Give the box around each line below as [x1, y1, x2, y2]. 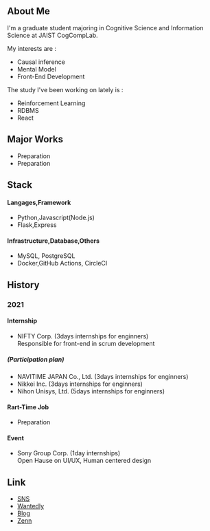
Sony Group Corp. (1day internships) [16, 449, 121, 457]
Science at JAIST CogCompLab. [7, 31, 98, 39]
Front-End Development [16, 72, 85, 80]
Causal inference [16, 58, 65, 66]
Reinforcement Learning [16, 99, 86, 107]
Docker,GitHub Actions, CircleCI [16, 259, 108, 268]
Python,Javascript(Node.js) [16, 213, 95, 222]
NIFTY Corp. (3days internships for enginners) [16, 332, 149, 340]
